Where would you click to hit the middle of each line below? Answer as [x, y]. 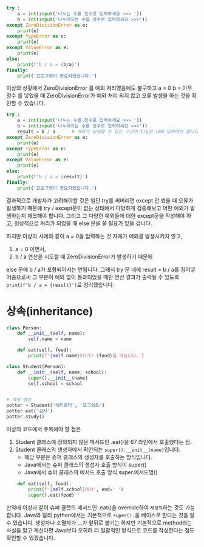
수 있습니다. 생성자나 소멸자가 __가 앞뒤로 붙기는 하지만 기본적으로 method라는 [99, 522]
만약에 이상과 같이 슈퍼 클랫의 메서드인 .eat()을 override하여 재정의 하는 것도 [95, 507]
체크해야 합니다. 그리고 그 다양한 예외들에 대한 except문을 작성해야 [106, 215]
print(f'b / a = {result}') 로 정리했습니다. [60, 284]
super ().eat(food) [51, 495]
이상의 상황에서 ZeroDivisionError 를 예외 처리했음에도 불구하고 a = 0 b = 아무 [99, 88]
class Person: [24, 328]
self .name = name [50, 339]
